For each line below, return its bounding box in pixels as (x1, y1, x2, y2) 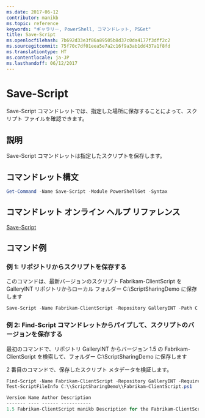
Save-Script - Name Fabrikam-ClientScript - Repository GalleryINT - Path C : (6, 305, 201, 312)
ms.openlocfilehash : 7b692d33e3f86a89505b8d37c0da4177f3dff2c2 (6, 37, 171, 43)
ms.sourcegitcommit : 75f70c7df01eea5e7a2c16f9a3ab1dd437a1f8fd (6, 43, 171, 50)
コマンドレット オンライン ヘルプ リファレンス (6, 207, 181, 217)
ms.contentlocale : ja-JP (6, 54, 70, 61)
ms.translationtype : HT (6, 49, 67, 55)
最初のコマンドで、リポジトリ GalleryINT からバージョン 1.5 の (6, 345, 164, 353)
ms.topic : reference (6, 20, 59, 26)
